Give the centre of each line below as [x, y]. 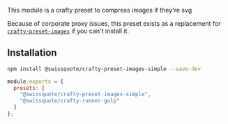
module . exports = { [36, 82]
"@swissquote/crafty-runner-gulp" [70, 101]
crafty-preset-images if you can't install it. [68, 31]
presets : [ [29, 88]
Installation [32, 53]
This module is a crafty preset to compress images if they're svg [100, 10]
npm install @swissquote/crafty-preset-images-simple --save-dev [104, 69]
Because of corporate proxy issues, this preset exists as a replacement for [114, 23]
